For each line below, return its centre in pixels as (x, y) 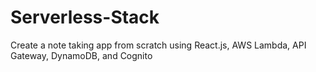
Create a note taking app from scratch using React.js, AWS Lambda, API (158, 45)
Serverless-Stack (85, 17)
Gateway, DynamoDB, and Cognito (81, 55)
